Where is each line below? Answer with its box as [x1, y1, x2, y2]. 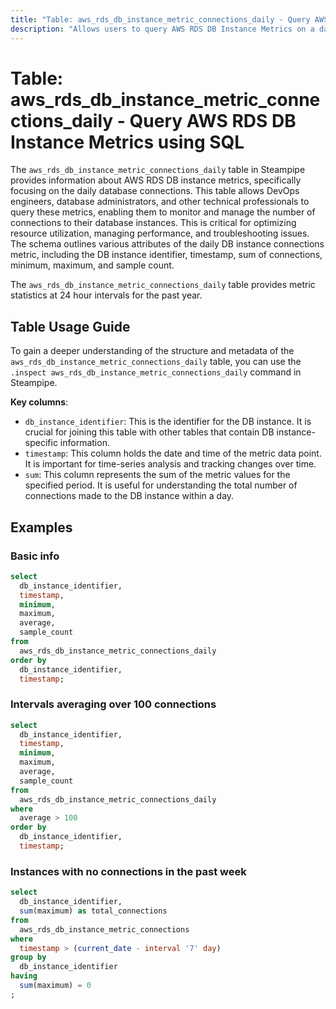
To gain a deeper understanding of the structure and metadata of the [10, 345, 295, 357]
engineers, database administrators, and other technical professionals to [10, 196, 310, 208]
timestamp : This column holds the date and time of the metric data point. [24, 447, 322, 460]
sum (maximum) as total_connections [19, 906, 168, 916]
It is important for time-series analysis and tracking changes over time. [24, 458, 317, 470]
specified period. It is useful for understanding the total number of [24, 479, 298, 491]
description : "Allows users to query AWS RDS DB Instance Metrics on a [10, 24, 315, 34]
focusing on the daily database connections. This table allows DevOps [10, 185, 300, 197]
